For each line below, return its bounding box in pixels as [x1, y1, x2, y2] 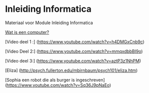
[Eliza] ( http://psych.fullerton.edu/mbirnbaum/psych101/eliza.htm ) [5, 67, 138, 73]
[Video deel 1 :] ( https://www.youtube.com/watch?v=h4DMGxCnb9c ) [5, 38, 145, 45]
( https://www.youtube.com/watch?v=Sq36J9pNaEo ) [5, 82, 111, 88]
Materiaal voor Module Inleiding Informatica [5, 20, 93, 26]
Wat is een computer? [5, 29, 50, 35]
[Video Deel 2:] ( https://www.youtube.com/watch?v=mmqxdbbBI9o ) [5, 48, 143, 54]
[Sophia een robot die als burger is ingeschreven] [5, 77, 105, 83]
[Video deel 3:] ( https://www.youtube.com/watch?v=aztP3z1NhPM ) [5, 58, 141, 63]
